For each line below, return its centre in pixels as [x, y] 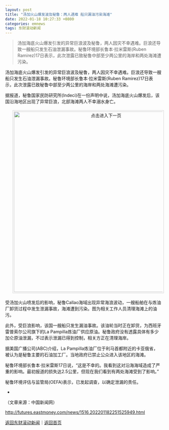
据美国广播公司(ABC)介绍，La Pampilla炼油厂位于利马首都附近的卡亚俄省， [82, 348]
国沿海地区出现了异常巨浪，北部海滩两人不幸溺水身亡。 [61, 102]
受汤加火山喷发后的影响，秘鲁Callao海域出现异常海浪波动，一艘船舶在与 [79, 303]
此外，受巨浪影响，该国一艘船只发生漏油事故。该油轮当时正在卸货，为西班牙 [83, 325]
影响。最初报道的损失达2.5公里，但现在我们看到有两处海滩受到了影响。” [86, 372]
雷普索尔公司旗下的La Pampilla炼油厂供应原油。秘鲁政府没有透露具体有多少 [82, 332]
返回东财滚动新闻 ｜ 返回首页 [33, 423]
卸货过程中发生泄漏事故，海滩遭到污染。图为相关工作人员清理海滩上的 [81, 309]
